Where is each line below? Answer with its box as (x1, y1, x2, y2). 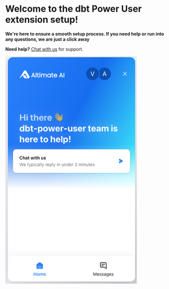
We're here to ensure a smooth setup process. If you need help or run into (5, 31, 164, 37)
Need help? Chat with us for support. (5, 46, 83, 52)
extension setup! (5, 14, 78, 25)
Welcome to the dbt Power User (5, 3, 142, 15)
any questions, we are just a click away (5, 36, 90, 42)
